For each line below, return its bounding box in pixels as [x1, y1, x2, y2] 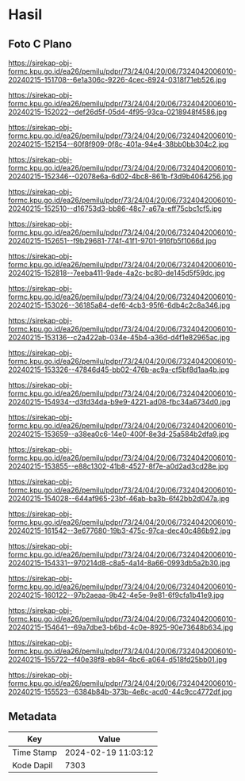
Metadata [8, 710, 57, 723]
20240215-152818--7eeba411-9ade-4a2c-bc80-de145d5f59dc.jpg [8, 268, 225, 278]
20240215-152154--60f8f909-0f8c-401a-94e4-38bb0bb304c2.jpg [8, 140, 229, 148]
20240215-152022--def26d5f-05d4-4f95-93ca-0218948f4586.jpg [8, 107, 228, 117]
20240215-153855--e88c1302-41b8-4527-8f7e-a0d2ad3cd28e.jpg [8, 461, 228, 471]
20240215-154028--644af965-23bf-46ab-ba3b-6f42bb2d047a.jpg [8, 494, 230, 503]
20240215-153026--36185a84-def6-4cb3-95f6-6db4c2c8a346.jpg [8, 301, 231, 310]
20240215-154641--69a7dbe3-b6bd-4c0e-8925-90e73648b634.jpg [8, 622, 234, 632]
